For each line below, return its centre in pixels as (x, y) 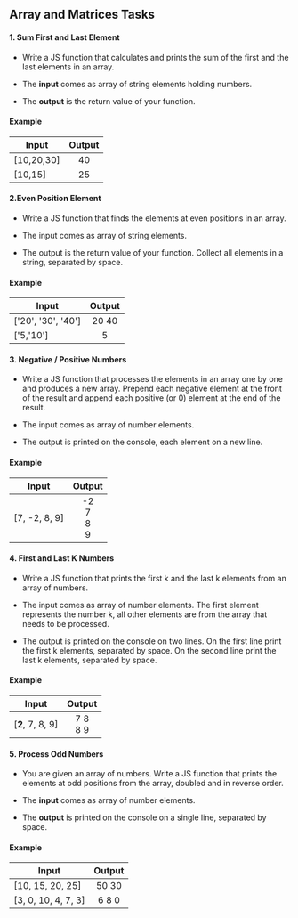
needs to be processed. (65, 623)
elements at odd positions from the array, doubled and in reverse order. (153, 784)
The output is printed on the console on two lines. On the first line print (152, 641)
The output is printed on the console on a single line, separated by (144, 817)
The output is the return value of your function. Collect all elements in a (153, 252)
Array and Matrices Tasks (82, 15)
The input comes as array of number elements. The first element (141, 605)
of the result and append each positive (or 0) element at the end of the (151, 398)
